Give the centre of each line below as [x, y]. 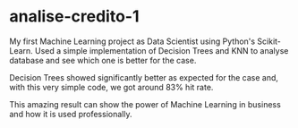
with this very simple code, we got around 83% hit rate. [111, 87]
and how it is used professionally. [71, 114]
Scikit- [269, 41]
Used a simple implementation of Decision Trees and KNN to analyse [162, 50]
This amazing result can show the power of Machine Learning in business [145, 104]
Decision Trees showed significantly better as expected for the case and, [144, 77]
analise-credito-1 [75, 17]
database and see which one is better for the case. [103, 60]
